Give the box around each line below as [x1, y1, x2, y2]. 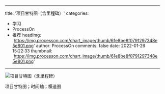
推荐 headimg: [12, 32, 42, 38]
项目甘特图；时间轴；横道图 [5, 84, 61, 89]
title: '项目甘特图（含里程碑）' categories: [5, 10, 89, 16]
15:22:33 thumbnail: [12, 48, 53, 54]
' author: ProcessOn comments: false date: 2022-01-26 [33, 43, 146, 48]
